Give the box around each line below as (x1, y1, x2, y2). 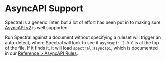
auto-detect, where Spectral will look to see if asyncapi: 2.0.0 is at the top (5, 39, 159, 45)
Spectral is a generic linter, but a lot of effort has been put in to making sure (5, 19, 161, 25)
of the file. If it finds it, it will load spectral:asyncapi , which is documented (5, 45, 158, 51)
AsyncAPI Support (5, 3, 84, 14)
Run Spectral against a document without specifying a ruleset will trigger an (5, 34, 161, 40)
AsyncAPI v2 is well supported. (5, 24, 69, 30)
